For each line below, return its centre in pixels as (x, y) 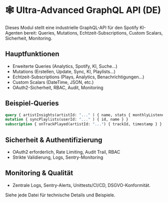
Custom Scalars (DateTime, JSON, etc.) (53, 82)
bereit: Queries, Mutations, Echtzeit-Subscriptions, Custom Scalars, (93, 33)
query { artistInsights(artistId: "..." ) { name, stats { (68, 115)
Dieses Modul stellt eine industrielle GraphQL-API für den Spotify (72, 27)
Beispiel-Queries (32, 103)
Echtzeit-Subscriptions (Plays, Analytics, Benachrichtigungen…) (78, 77)
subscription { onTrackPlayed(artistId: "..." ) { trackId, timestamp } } (84, 124)
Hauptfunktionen (32, 54)
